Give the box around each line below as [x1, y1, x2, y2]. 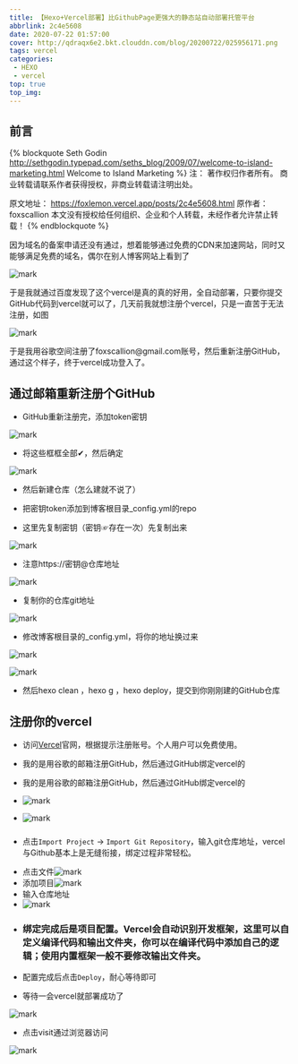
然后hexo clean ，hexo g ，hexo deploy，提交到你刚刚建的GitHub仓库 [21, 685, 280, 696]
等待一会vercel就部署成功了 [21, 991, 124, 1001]
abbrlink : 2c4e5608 [9, 21, 82, 30]
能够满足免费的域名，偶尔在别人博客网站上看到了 [9, 251, 190, 262]
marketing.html [9, 167, 65, 179]
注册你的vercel [9, 714, 92, 729]
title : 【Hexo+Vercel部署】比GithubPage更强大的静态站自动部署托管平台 [9, 13, 255, 22]
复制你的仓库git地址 [21, 595, 96, 605]
